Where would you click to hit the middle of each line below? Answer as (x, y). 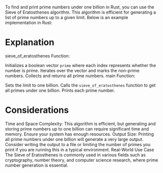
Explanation (30, 42)
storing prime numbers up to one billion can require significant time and (77, 129)
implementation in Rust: (29, 22)
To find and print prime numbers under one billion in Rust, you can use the (80, 7)
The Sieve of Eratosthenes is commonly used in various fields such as (75, 155)
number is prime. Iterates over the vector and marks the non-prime (72, 70)
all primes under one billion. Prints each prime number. (60, 90)
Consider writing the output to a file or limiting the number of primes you (78, 144)
